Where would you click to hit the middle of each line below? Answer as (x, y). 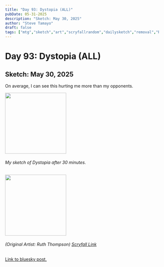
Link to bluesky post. (26, 259)
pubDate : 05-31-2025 (26, 14)
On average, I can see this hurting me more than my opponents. (69, 86)
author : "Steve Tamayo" (29, 23)
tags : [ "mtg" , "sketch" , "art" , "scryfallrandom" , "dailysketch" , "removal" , (81, 32)
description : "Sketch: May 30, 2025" (43, 19)
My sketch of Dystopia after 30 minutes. (46, 162)
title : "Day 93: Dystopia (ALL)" (39, 10)
